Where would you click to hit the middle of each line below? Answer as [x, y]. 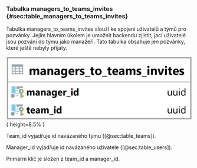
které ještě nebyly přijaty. [37, 48]
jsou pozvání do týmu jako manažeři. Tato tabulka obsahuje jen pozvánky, [96, 42]
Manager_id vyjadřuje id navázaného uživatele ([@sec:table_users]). [89, 147]
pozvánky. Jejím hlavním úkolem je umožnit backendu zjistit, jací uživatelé [96, 35]
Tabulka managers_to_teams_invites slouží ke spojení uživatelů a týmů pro [96, 29]
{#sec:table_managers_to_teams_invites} [67, 16]
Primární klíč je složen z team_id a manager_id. [63, 159]
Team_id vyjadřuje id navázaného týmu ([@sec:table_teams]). [81, 135]
